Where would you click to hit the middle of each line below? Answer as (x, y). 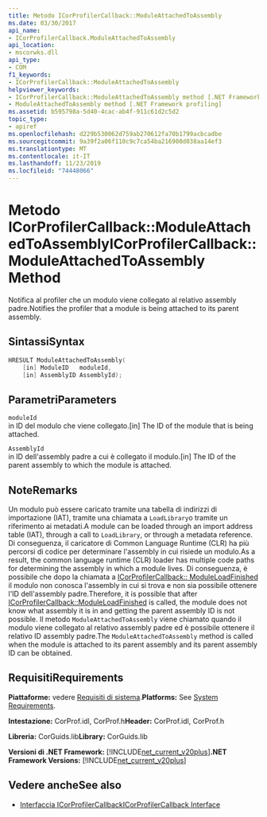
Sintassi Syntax (46, 342)
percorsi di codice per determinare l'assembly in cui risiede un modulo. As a (132, 551)
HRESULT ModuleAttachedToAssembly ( (67, 360)
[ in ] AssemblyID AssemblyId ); (73, 375)
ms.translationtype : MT (48, 149)
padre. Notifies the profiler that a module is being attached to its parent (124, 308)
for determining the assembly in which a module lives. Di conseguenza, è (128, 568)
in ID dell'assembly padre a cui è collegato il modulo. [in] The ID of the (122, 457)
